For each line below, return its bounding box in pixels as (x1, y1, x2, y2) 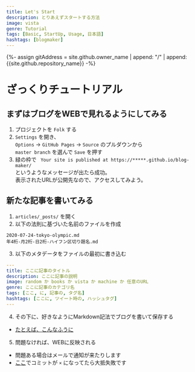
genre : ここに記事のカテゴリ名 (6, 285, 75, 291)
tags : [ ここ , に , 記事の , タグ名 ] (6, 290, 85, 296)
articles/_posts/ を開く (14, 212, 77, 220)
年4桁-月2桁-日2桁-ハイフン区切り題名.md (6, 239, 98, 245)
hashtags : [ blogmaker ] (6, 37, 63, 43)
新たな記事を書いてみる (6, 195, 94, 206)
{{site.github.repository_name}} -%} (6, 60, 96, 67)
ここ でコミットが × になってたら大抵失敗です (14, 359, 127, 366)
